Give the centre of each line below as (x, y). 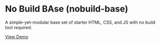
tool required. (19, 27)
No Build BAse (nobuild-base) (67, 9)
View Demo (17, 37)
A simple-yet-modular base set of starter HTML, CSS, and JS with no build (80, 22)
